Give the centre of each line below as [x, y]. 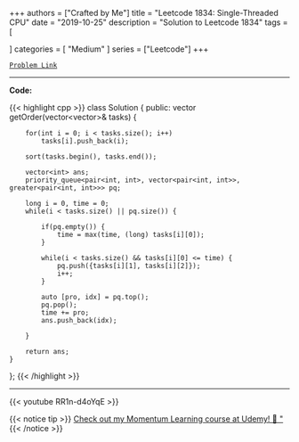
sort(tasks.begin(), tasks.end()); [91, 157]
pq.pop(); [59, 305]
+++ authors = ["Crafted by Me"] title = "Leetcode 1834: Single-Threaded [144, 13]
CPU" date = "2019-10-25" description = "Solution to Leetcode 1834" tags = [149, 22]
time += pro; [65, 313]
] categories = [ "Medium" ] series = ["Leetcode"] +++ [109, 49]
